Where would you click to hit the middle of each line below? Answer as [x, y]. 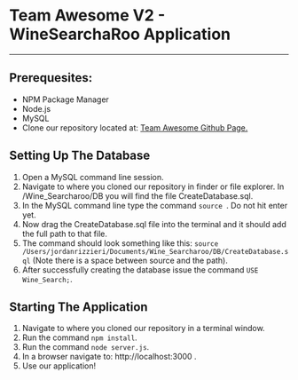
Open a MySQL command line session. [93, 177]
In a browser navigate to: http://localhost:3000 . [109, 357]
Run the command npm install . [79, 337]
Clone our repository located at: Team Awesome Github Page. [135, 127]
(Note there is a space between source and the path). [130, 260]
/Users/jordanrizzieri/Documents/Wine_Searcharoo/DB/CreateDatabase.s [155, 251]
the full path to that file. [65, 234]
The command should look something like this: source [120, 243]
